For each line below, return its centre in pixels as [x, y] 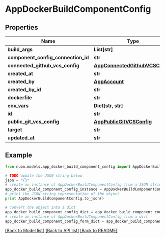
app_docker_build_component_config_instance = [54, 189]
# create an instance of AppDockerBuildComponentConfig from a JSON [77, 185]
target [15, 130]
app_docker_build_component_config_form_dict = [55, 221]
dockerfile [20, 98]
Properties [22, 27]
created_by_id [24, 90]
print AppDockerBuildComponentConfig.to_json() [55, 198]
